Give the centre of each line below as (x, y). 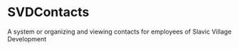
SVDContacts (48, 12)
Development (27, 38)
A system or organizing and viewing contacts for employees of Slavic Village (119, 31)
